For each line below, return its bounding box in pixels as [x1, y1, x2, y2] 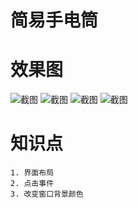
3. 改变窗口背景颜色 [10, 189, 84, 200]
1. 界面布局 [10, 168, 55, 178]
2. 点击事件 [10, 179, 55, 189]
